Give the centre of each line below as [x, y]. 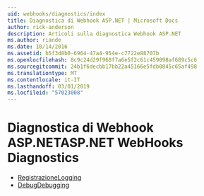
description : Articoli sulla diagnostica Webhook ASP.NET [94, 34]
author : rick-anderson [41, 27]
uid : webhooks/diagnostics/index [56, 14]
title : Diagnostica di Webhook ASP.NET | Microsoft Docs [93, 21]
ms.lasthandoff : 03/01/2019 [49, 86]
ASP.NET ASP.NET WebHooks [95, 143]
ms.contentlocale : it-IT [44, 80]
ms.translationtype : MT [42, 73]
